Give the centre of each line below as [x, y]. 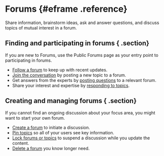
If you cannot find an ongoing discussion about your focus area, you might [80, 113]
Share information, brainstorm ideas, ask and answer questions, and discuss [82, 23]
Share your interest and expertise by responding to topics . [71, 85]
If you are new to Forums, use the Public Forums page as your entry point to [82, 55]
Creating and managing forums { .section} [71, 101]
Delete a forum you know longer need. [51, 148]
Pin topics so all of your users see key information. [63, 132]
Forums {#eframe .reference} [66, 9]
